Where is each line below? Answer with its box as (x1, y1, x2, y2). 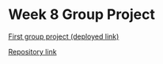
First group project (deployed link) (8, 32, 119, 41)
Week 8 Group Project (8, 6, 156, 24)
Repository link (8, 47, 57, 56)
